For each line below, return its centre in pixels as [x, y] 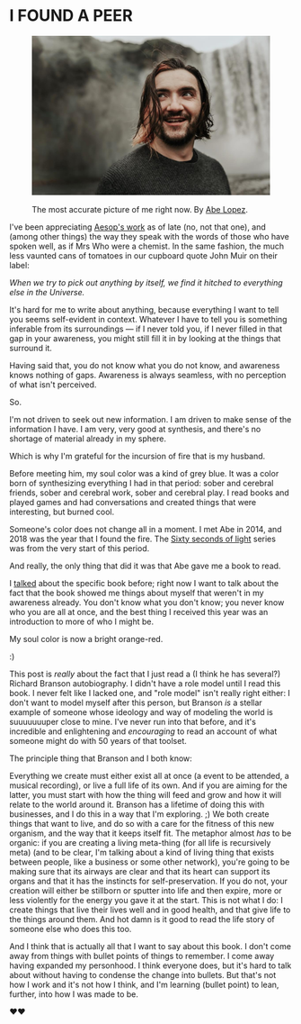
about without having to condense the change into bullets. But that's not [143, 974]
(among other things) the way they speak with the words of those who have [149, 236]
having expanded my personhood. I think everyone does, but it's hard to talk [150, 965]
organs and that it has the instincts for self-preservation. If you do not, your [149, 881]
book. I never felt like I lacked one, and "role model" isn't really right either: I [150, 693]
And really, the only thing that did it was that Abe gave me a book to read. [145, 566]
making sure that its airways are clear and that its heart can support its [140, 871]
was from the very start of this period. [80, 548]
